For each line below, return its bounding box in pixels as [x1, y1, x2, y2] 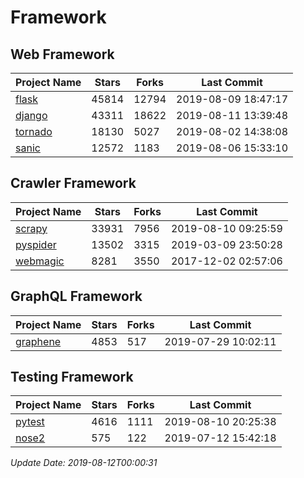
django [15, 109, 48, 122]
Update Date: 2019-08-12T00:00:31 [10, 457, 158, 469]
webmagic [15, 254, 65, 268]
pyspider [15, 237, 57, 251]
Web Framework [10, 46, 115, 63]
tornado [15, 125, 53, 138]
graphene [15, 334, 62, 348]
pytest [15, 415, 45, 429]
